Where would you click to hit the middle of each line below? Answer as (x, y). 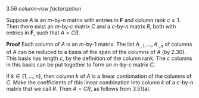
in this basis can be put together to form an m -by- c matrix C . (81, 64)
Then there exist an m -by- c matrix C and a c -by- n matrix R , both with (91, 26)
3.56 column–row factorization (44, 9)
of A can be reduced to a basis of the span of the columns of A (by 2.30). (96, 52)
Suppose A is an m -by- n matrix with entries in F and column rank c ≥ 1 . (94, 20)
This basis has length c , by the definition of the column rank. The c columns (99, 58)
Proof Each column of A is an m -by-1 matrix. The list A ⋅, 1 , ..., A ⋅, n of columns (99, 45)
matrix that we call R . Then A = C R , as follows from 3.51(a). (78, 88)
